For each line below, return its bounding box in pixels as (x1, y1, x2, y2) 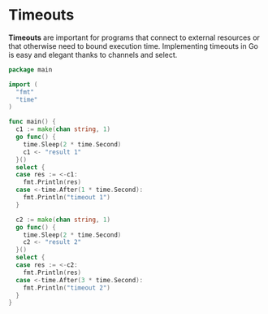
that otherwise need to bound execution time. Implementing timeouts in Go (8, 41, 258, 50)
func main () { (8, 118, 57, 126)
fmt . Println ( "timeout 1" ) (23, 194, 111, 202)
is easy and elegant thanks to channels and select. (8, 50, 178, 59)
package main (8, 65, 53, 74)
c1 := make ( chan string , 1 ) (15, 125, 111, 133)
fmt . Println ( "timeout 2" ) (23, 283, 111, 292)
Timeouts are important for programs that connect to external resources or (8, 33, 260, 42)
